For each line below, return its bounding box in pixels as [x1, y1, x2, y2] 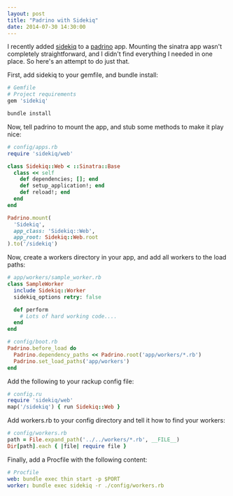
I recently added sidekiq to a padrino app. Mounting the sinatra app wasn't [7, 43, 223, 51]
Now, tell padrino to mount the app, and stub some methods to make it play [7, 122, 224, 131]
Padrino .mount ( [7, 214, 52, 221]
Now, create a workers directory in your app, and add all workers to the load [7, 253, 227, 262]
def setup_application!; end [20, 183, 105, 190]
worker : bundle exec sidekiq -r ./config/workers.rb [7, 482, 164, 489]
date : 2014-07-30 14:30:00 [7, 23, 86, 30]
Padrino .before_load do [7, 345, 77, 352]
